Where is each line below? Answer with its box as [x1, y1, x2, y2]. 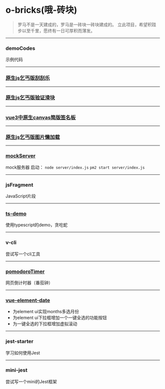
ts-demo [5, 210, 26, 217]
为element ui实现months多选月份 [12, 309, 79, 315]
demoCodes [5, 45, 36, 51]
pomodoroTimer [5, 268, 45, 275]
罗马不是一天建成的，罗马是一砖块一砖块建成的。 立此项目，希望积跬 [17, 22, 156, 27]
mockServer [5, 152, 36, 159]
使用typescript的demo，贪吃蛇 [5, 222, 68, 228]
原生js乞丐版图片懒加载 [5, 134, 60, 141]
